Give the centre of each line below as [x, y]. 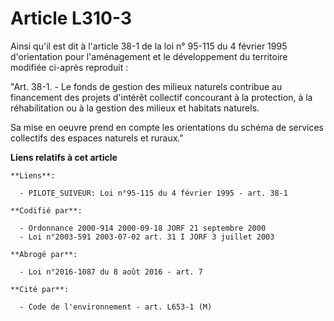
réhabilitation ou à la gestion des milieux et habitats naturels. [135, 108]
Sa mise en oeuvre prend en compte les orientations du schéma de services [167, 127]
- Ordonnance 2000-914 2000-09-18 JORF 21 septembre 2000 [143, 228]
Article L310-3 [71, 18]
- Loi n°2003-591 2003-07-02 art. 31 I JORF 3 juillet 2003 [147, 237]
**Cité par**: [40, 289]
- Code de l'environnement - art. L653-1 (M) [116, 307]
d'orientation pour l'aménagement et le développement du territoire [149, 56]
